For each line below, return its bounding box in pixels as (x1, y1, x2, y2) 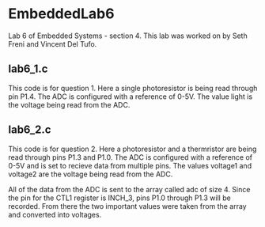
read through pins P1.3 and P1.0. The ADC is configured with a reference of (8, 152, 253, 162)
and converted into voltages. (8, 210, 102, 219)
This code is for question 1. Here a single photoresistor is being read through (8, 83, 258, 93)
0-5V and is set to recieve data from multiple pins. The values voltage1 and (8, 161, 252, 170)
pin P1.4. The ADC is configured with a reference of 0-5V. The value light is (8, 92, 253, 101)
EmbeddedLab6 (8, 5, 115, 23)
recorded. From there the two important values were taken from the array (8, 201, 247, 210)
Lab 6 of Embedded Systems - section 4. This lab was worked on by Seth (8, 31, 248, 40)
